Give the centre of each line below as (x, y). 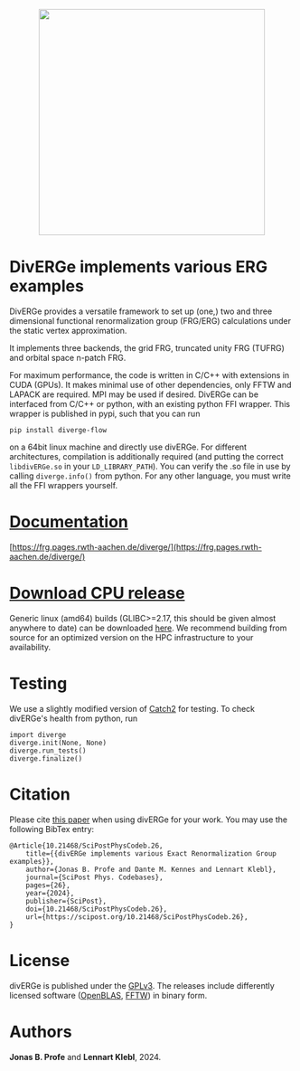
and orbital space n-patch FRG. (68, 357)
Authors (41, 1032)
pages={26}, (48, 885)
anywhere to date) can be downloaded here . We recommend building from (148, 628)
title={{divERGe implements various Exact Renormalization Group (151, 853)
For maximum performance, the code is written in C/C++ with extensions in (150, 374)
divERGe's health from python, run (74, 718)
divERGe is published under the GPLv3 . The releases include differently (142, 985)
